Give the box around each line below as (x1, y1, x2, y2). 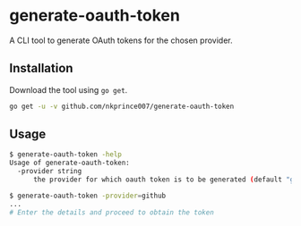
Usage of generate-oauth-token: (9, 158, 130, 168)
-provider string (17, 167, 82, 176)
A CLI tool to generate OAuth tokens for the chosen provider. (9, 35, 233, 46)
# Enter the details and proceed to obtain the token (9, 207, 215, 217)
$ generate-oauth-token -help (9, 150, 123, 159)
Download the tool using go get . (9, 84, 128, 95)
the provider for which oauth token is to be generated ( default (32, 175, 282, 184)
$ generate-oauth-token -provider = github (9, 191, 167, 200)
